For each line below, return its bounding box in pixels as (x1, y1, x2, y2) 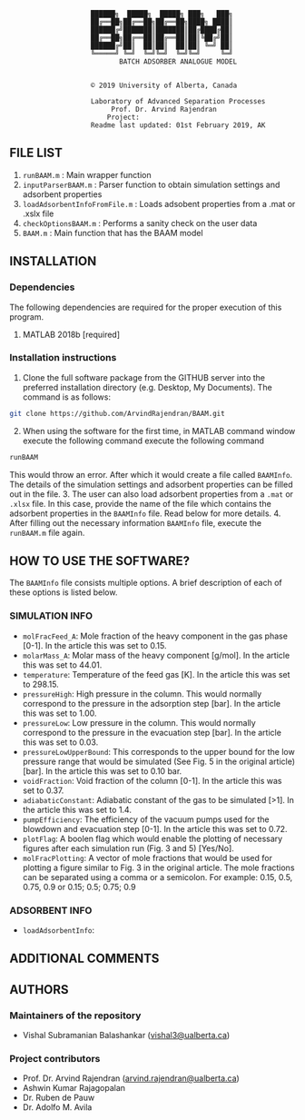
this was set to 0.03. (22, 737, 99, 748)
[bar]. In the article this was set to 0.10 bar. (22, 765, 182, 777)
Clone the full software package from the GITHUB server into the (22, 372, 266, 382)
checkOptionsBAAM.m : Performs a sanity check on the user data (22, 217, 258, 228)
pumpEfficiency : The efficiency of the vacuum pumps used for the (22, 814, 270, 825)
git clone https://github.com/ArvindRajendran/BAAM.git (9, 409, 225, 418)
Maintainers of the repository (9, 1009, 142, 1022)
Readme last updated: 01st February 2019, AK (90, 121, 266, 130)
